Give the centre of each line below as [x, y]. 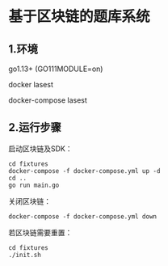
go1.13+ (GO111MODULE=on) [56, 69]
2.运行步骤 [35, 127]
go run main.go [34, 185]
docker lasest [31, 84]
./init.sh [25, 255]
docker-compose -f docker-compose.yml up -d [84, 171]
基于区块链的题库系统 [80, 17]
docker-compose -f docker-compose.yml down [83, 216]
